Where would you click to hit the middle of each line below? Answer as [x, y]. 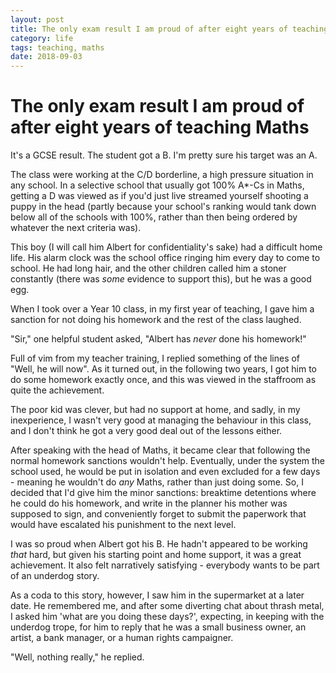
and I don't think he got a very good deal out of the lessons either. [146, 431]
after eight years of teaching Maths [160, 127]
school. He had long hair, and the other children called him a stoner [148, 268]
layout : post [37, 19]
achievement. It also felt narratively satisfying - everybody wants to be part [165, 565]
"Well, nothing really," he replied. [77, 657]
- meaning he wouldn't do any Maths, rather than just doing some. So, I [157, 482]
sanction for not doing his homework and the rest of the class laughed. [156, 320]
